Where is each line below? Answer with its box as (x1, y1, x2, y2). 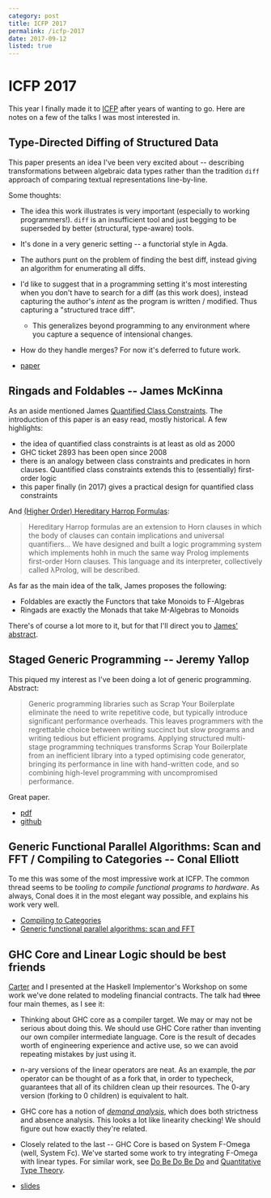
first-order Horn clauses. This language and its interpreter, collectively (28, 556, 263, 566)
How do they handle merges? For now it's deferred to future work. (19, 345, 241, 354)
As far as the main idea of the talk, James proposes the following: (8, 581, 227, 590)
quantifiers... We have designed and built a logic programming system (28, 539, 262, 548)
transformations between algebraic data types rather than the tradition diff (8, 165, 260, 175)
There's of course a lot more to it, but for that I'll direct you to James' (8, 620, 239, 630)
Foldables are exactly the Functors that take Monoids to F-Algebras (19, 596, 245, 606)
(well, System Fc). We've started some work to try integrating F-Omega (19, 1149, 258, 1158)
